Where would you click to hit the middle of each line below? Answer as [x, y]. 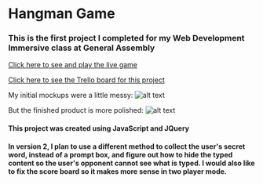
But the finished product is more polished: [76, 110]
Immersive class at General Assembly [82, 48]
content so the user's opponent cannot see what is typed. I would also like [131, 163]
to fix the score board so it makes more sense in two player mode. [118, 171]
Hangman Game [62, 14]
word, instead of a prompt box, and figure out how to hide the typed [121, 154]
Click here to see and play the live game [73, 65]
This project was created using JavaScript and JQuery [99, 128]
